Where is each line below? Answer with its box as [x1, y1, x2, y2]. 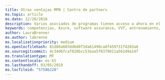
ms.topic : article [5, 12, 43, 17]
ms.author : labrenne [5, 35, 48, 40]
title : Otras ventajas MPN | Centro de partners [5, 7, 108, 12]
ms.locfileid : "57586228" [5, 68, 58, 73]
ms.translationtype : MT [5, 53, 55, 59]
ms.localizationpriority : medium [5, 40, 74, 45]
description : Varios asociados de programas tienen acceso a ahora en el [5, 21, 161, 26]
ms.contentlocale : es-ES [5, 58, 56, 63]
